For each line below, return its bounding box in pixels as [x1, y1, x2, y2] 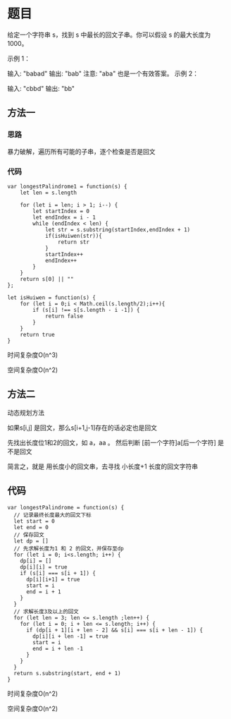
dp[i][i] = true [20, 563, 68, 571]
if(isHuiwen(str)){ [44, 232, 102, 239]
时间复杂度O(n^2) [7, 689, 58, 698]
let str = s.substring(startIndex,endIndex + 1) [44, 226, 191, 233]
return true [20, 331, 55, 338]
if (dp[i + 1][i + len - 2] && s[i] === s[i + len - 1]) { [25, 627, 203, 634]
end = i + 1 [25, 588, 61, 596]
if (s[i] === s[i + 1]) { [20, 569, 96, 576]
